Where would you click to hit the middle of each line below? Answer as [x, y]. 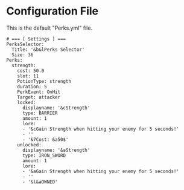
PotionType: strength [44, 81]
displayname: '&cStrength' [56, 108]
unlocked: [30, 145]
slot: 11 [28, 76]
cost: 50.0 [31, 71]
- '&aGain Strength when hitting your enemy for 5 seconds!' [101, 171]
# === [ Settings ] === [36, 39]
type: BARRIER [40, 113]
